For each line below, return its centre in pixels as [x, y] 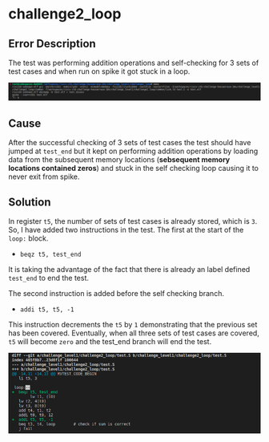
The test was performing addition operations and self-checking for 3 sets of [134, 63]
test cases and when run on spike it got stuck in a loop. [99, 71]
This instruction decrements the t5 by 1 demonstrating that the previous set [133, 325]
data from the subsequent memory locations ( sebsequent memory [119, 160]
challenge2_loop [65, 14]
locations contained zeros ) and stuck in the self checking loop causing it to [133, 168]
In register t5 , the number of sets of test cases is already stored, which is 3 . [133, 221]
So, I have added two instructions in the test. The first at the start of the [126, 230]
